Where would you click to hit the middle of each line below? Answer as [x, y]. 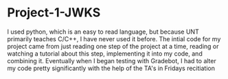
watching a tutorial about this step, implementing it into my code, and [105, 54]
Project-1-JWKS [54, 13]
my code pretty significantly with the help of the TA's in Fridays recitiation [111, 68]
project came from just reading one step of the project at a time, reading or [113, 46]
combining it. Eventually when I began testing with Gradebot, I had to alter [112, 60]
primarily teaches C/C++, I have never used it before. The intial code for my [114, 38]
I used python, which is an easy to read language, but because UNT [103, 32]
